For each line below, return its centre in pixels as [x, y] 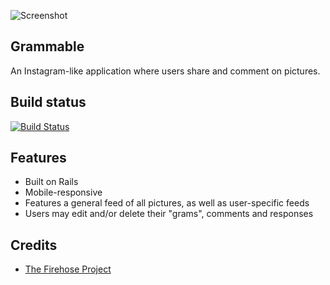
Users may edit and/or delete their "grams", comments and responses [169, 214]
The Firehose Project [68, 269]
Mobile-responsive [63, 192]
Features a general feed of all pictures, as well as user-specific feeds [167, 203]
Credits [34, 245]
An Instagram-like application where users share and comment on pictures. [165, 71]
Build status [48, 102]
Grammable [47, 46]
